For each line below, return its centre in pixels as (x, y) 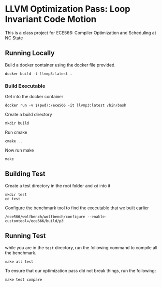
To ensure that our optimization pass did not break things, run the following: (81, 270)
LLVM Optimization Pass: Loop (68, 9)
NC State (14, 38)
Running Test (25, 236)
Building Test (25, 174)
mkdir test (16, 194)
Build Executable (25, 86)
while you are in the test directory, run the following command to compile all (81, 247)
